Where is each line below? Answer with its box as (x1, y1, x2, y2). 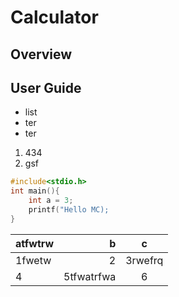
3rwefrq (125, 253, 164, 267)
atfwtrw (15, 236, 55, 250)
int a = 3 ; (28, 196, 74, 206)
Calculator (10, 6, 99, 29)
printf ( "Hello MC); (28, 205, 110, 215)
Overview (10, 46, 73, 63)
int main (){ (10, 186, 60, 196)
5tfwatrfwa (63, 269, 117, 283)
